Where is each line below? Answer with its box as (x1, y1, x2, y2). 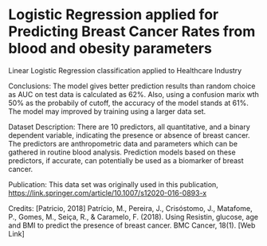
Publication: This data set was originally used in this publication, (8, 179, 219, 189)
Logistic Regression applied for (8, 6, 219, 24)
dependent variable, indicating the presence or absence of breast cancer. (8, 130, 250, 140)
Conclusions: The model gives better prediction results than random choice (8, 81, 256, 91)
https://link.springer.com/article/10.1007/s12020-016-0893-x (8, 188, 207, 197)
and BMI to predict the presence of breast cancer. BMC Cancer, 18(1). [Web (8, 221, 256, 230)
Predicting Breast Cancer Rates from (8, 22, 256, 41)
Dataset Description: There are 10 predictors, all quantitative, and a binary (8, 122, 251, 131)
